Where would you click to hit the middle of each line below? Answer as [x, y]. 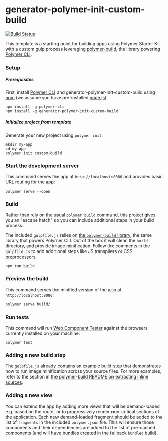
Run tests [17, 317]
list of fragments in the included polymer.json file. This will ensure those [80, 422]
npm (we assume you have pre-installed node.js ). [57, 97]
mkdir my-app [19, 144]
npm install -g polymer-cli [35, 107]
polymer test [19, 342]
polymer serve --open [28, 192]
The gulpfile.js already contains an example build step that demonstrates [83, 366]
